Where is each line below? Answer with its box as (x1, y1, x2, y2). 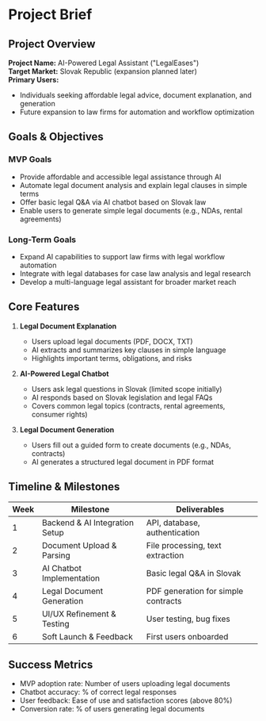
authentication (146, 527, 200, 538)
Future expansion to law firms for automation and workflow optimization (19, 107, 255, 117)
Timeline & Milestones (8, 480, 120, 493)
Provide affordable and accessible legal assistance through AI (19, 172, 222, 182)
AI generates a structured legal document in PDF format (31, 457, 215, 466)
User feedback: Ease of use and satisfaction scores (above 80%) (19, 696, 233, 705)
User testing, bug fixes (146, 613, 231, 624)
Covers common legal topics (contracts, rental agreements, (31, 401, 226, 410)
